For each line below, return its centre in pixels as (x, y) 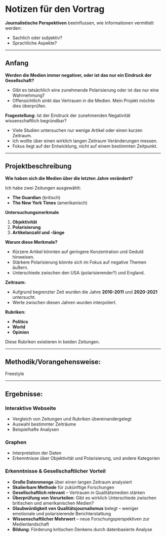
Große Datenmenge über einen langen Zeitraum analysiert (72, 482)
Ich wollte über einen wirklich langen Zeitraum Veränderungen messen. (85, 141)
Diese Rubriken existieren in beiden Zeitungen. (53, 342)
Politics (20, 322)
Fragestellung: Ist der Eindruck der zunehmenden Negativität (68, 115)
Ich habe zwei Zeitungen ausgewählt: (43, 188)
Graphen (16, 442)
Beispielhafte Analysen (36, 430)
